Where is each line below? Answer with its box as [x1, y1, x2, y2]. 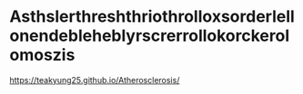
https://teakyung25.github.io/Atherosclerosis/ [9, 74, 180, 85]
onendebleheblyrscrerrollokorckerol [9, 25, 290, 46]
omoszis [9, 45, 76, 65]
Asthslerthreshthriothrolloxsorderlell [9, 6, 296, 27]
